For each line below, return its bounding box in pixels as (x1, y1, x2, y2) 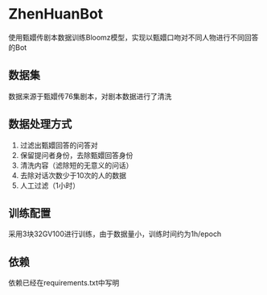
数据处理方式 (8, 118, 72, 131)
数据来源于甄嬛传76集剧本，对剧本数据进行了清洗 (8, 91, 172, 101)
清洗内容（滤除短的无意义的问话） (19, 160, 133, 170)
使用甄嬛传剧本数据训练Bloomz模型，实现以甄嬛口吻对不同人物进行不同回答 (8, 32, 259, 42)
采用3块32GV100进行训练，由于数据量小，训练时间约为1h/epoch (8, 229, 222, 239)
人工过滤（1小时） (19, 181, 80, 190)
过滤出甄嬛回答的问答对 (19, 140, 98, 150)
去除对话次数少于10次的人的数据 (19, 170, 127, 180)
